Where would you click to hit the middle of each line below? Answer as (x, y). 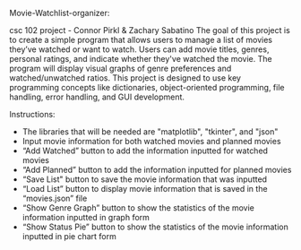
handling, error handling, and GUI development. (97, 97)
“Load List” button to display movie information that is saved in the (145, 189)
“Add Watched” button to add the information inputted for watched (145, 151)
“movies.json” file (55, 198)
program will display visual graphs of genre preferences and (120, 68)
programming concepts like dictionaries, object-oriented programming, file (147, 87)
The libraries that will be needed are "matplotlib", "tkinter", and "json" (150, 132)
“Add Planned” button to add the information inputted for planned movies (157, 170)
